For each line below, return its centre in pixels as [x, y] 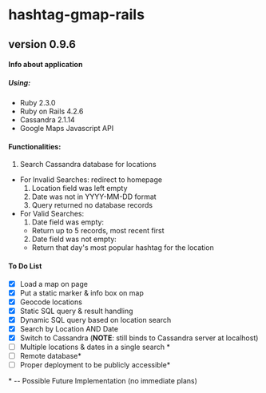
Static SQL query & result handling [76, 311]
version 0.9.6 [42, 44]
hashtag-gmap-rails [77, 15]
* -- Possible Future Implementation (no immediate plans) [103, 381]
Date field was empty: [68, 222]
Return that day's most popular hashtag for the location [123, 248]
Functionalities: [35, 146]
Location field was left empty [79, 189]
